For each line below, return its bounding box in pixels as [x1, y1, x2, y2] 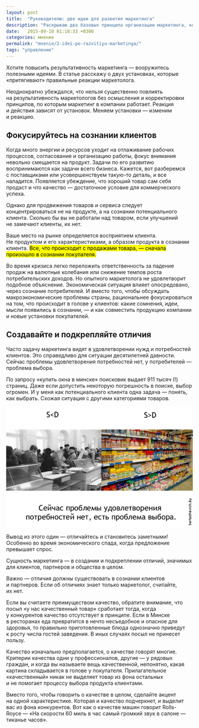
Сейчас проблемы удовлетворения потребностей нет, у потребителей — [6, 358, 192, 365]
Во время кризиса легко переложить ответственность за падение [6, 262, 175, 269]
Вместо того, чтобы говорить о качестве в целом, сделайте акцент [6, 691, 176, 698]
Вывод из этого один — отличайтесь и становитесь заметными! [6, 533, 168, 540]
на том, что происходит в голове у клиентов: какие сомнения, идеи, [6, 299, 179, 307]
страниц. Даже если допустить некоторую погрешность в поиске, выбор [6, 382, 192, 389]
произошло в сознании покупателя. [6, 250, 97, 257]
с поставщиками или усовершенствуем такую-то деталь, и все [6, 171, 167, 178]
